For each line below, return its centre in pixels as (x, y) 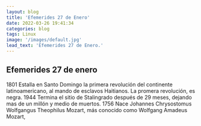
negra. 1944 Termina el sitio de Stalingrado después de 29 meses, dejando (99, 97)
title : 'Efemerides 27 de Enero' (48, 17)
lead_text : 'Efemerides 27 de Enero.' (55, 46)
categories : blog (28, 29)
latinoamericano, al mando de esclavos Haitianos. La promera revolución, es (101, 90)
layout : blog (23, 12)
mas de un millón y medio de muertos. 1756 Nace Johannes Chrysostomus (99, 104)
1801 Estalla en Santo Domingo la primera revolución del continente (89, 84)
